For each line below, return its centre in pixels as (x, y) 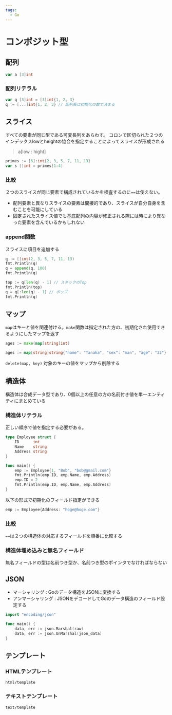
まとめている (32, 401)
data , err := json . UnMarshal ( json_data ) (58, 633)
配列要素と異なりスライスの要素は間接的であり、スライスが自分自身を (87, 203)
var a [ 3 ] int (19, 74)
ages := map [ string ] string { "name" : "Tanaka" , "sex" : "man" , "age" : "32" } (86, 353)
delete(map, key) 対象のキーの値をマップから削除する (63, 363)
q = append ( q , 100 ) (26, 268)
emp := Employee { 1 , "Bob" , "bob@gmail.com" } (63, 471)
